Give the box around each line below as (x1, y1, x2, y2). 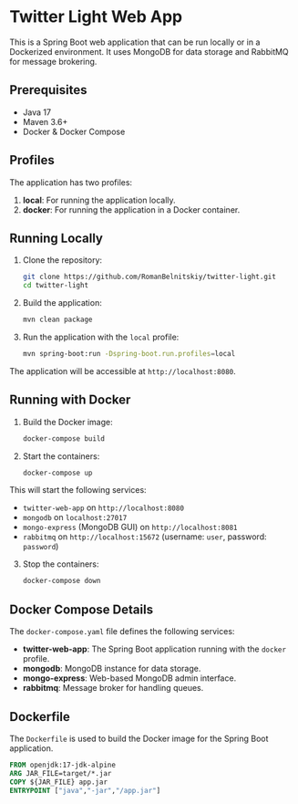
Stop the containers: (22, 559, 99, 569)
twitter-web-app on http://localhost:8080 (22, 502, 185, 513)
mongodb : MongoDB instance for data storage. (22, 663, 201, 674)
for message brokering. (9, 56, 98, 67)
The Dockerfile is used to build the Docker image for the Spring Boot (9, 733, 269, 744)
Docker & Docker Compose (22, 126, 126, 137)
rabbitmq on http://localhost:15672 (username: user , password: (22, 531, 267, 542)
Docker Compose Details (9, 601, 153, 617)
